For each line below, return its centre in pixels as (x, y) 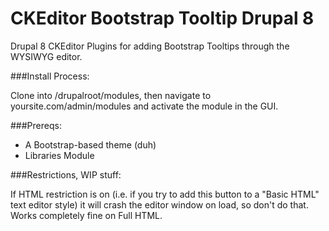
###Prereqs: (36, 125)
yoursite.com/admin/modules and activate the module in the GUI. (144, 106)
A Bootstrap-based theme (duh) (90, 144)
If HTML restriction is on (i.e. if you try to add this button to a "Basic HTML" (165, 194)
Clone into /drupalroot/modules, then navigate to (111, 95)
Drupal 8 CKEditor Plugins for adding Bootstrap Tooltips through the (150, 46)
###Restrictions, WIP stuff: (66, 174)
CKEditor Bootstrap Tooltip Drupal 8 (162, 18)
